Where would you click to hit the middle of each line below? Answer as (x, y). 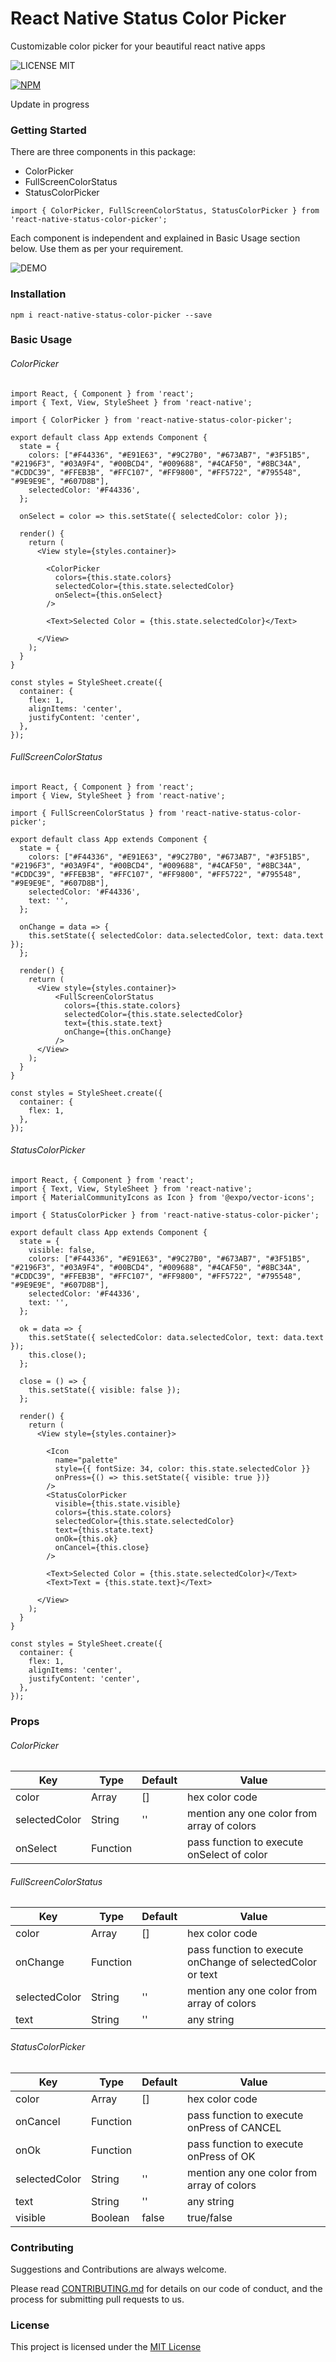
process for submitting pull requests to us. (97, 2299)
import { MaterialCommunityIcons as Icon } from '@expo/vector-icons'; (162, 1198)
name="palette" (86, 1460)
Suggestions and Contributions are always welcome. (118, 2269)
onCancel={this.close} (102, 1548)
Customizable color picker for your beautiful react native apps (138, 46)
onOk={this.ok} (86, 1539)
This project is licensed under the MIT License (106, 2347)
